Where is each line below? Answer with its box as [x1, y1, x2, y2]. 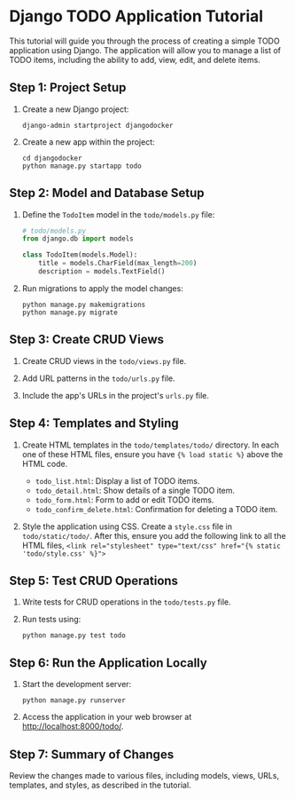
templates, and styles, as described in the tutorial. [9, 779, 192, 790]
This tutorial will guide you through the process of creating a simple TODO [9, 36, 281, 46]
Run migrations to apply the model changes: [21, 282, 183, 294]
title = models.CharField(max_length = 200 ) [38, 259, 198, 268]
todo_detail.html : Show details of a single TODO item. [35, 485, 236, 495]
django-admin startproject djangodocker [21, 121, 174, 130]
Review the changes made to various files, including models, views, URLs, [9, 771, 280, 780]
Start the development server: [21, 679, 132, 690]
